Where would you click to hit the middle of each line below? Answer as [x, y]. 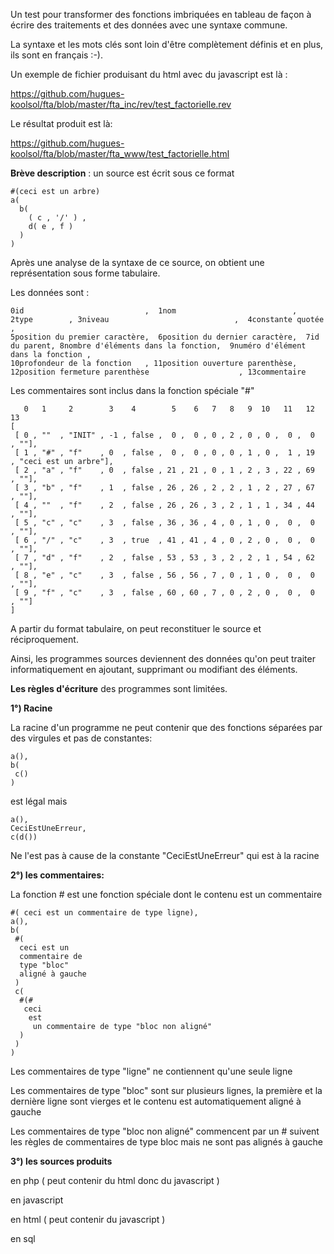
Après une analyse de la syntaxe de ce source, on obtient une [137, 262]
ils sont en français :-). [56, 55]
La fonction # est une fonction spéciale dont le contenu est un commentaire [166, 894]
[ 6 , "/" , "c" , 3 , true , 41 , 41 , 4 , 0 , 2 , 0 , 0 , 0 [164, 540]
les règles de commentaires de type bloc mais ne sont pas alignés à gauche [166, 1142]
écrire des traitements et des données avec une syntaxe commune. [149, 25]
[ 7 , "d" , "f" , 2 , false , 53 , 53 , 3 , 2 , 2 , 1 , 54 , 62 [164, 558]
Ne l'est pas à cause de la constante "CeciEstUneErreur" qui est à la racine [165, 855]
